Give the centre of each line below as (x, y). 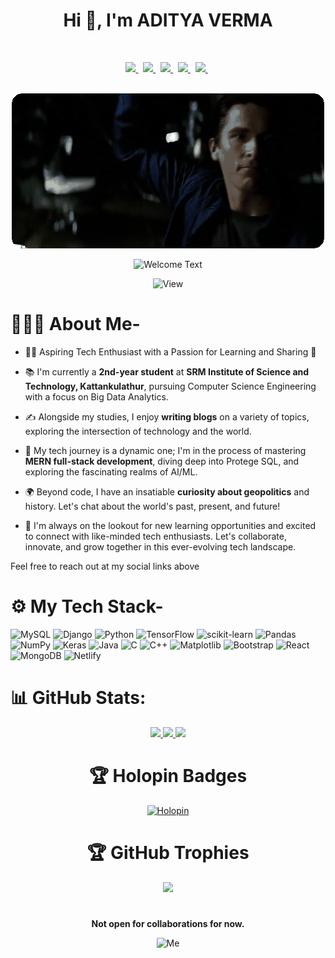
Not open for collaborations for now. (168, 923)
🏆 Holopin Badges (168, 775)
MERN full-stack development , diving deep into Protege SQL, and (162, 461)
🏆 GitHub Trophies (168, 852)
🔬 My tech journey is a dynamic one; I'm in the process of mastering (165, 450)
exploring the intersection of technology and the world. (138, 431)
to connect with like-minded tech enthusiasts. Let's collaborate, (155, 536)
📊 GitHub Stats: (78, 698)
